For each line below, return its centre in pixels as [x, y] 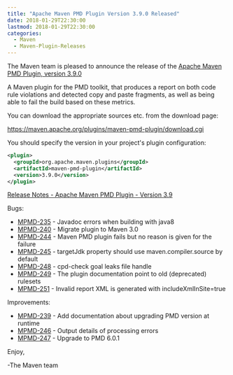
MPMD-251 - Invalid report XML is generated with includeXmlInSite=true [121, 289]
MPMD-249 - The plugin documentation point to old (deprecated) [112, 274]
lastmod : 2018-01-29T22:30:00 [51, 27]
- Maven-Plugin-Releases [50, 46]
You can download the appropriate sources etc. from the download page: [113, 115]
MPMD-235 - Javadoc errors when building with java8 [96, 222]
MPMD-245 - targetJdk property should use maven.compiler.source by [120, 252]
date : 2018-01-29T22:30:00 [47, 20]
